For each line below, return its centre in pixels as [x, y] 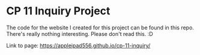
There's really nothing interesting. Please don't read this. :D [80, 33]
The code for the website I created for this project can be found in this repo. [100, 27]
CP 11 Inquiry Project [58, 11]
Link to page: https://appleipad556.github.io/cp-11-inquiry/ [78, 45]
